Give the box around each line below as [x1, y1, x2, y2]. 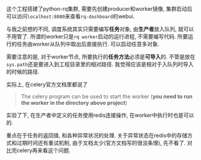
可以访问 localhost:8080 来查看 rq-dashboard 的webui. [6, 13, 135, 20]
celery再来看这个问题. [16, 147, 71, 154]
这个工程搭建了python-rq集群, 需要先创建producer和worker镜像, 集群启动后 [6, 5, 193, 12]
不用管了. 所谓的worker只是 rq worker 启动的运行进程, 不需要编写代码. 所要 [6, 33, 188, 40]
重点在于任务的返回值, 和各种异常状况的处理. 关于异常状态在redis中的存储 [6, 132, 188, 139]
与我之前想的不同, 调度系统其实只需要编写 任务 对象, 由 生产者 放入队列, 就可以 [6, 26, 194, 32]
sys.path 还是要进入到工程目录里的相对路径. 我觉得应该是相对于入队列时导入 [6, 61, 194, 68]
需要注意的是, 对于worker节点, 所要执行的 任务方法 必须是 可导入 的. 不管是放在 [6, 53, 196, 60]
